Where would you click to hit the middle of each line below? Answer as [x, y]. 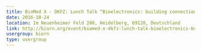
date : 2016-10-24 [28, 17]
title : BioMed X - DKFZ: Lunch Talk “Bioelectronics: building [87, 12]
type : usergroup [26, 39]
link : [13, 28]
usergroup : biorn [28, 34]
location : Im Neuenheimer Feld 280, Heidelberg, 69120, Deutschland [93, 23]
